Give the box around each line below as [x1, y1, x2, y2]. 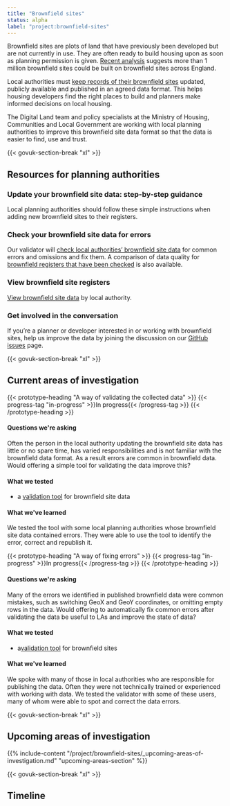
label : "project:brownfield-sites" [7, 23, 110, 30]
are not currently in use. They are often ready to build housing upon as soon [7, 49, 224, 58]
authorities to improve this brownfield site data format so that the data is [7, 128, 213, 136]
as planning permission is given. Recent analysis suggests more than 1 [7, 57, 208, 65]
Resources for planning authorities [7, 168, 160, 180]
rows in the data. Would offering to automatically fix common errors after [7, 605, 214, 613]
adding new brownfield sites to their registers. [7, 213, 138, 221]
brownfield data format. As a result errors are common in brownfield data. [7, 453, 217, 462]
